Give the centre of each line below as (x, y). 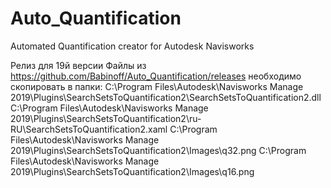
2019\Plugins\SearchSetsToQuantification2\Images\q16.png (132, 171)
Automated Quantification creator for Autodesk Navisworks (132, 46)
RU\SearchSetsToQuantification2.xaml (89, 129)
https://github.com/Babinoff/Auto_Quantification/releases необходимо (156, 76)
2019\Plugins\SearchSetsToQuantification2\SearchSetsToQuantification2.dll (166, 97)
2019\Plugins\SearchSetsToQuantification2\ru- (106, 118)
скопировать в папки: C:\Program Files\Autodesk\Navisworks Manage (157, 86)
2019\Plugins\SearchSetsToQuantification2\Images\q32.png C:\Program (158, 150)
